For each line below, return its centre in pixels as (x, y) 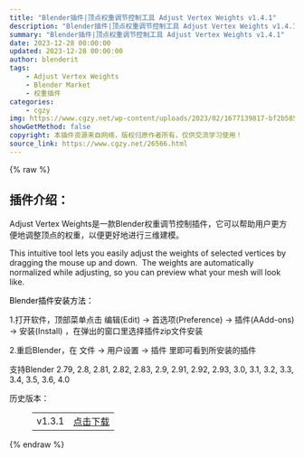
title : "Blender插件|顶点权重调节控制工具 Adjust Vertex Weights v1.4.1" (143, 18)
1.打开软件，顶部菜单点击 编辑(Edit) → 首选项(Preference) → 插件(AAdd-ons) (152, 319)
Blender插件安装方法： (52, 300)
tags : (19, 69)
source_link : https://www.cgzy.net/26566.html (99, 144)
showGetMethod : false (50, 127)
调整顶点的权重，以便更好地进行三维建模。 (104, 235)
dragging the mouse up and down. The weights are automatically (132, 262)
